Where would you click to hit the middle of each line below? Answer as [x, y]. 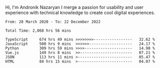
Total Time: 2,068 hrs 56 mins [38, 31]
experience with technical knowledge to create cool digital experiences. [80, 13]
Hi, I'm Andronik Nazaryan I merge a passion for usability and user [74, 7]
